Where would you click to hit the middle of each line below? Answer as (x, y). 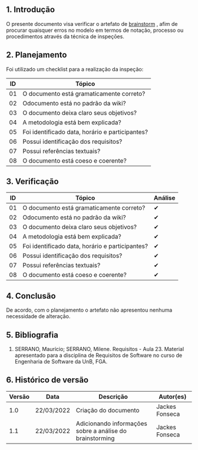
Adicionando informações (111, 423)
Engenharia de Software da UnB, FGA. (61, 362)
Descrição (113, 396)
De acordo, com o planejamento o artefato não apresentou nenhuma (89, 310)
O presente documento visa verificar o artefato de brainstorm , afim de (92, 24)
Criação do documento (108, 410)
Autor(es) (173, 396)
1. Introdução (30, 10)
